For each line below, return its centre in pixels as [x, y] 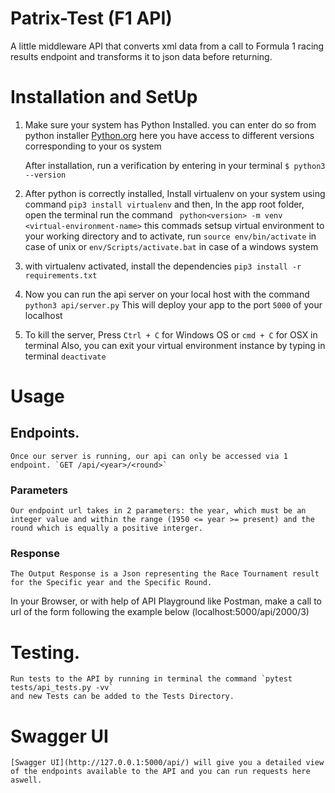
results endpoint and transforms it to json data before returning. [141, 56]
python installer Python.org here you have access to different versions [169, 135]
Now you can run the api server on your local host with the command [167, 294]
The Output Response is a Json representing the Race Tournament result [165, 574]
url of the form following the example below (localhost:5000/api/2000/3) [160, 612]
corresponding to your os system [93, 146]
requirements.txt [61, 275]
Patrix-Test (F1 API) [91, 18]
